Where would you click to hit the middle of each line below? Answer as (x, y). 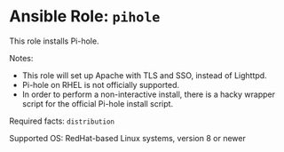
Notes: (21, 58)
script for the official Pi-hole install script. (98, 103)
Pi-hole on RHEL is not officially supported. (101, 84)
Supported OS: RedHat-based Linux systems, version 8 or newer (127, 138)
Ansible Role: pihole (85, 16)
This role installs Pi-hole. (54, 41)
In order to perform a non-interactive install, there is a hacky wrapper (149, 94)
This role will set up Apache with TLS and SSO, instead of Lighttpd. (145, 75)
